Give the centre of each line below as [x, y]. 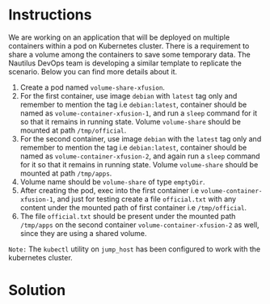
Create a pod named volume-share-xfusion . [93, 87]
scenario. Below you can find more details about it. [93, 71]
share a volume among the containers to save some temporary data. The [129, 54]
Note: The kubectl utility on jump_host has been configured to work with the [135, 249]
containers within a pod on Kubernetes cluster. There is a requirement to [129, 45]
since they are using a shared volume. [83, 233]
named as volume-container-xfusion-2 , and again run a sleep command [140, 156]
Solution [37, 291]
